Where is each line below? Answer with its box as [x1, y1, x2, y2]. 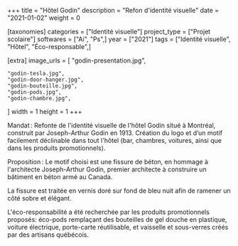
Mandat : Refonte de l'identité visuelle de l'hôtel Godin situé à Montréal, [7, 121, 216, 129]
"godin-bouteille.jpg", [7, 82, 78, 90]
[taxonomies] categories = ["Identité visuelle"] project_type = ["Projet [7, 28, 211, 36]
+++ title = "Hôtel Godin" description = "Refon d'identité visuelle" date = [7, 6, 220, 14]
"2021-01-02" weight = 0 [7, 14, 80, 22]
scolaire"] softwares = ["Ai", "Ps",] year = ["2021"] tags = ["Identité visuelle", [7, 35, 231, 43]
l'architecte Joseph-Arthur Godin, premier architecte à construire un [7, 165, 207, 173]
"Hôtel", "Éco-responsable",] [7, 43, 91, 50]
